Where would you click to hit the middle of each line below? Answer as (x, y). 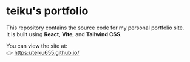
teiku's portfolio (47, 11)
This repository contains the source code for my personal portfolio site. (95, 28)
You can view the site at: (37, 46)
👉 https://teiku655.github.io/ (43, 52)
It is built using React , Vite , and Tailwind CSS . (64, 34)
